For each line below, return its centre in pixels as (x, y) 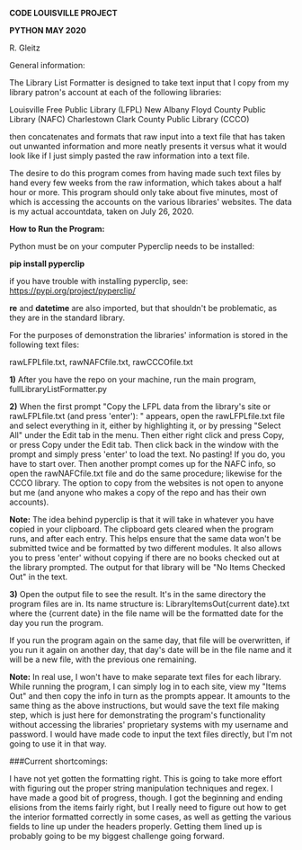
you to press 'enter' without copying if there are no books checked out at (145, 558)
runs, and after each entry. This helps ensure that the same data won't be (145, 538)
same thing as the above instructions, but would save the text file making (144, 706)
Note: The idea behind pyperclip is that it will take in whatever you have (142, 519)
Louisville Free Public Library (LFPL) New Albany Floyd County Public (138, 110)
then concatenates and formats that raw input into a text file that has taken (147, 137)
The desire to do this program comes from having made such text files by (145, 173)
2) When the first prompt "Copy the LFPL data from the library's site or (140, 407)
